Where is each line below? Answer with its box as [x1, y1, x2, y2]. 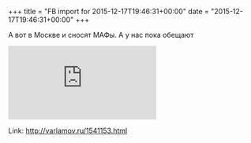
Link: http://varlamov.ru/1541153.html [8, 126, 128, 135]
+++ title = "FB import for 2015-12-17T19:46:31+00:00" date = [8, 7, 209, 16]
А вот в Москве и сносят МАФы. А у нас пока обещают [8, 31, 194, 39]
